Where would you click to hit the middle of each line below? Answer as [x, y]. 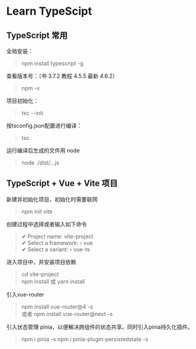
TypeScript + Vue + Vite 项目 [62, 184]
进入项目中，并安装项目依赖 [41, 262]
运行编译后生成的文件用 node [43, 150]
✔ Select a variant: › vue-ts [55, 249]
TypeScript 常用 [37, 35]
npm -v [31, 88]
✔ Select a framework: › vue [57, 243]
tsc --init [32, 113]
